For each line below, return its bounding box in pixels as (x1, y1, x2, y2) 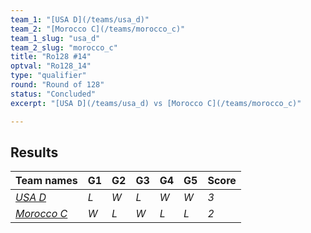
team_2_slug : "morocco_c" (10, 42, 118, 53)
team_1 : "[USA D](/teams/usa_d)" (10, 14, 150, 25)
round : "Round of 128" (10, 80, 105, 90)
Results (10, 144, 59, 161)
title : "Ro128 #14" (10, 52, 92, 62)
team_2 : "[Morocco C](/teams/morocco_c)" (10, 24, 186, 34)
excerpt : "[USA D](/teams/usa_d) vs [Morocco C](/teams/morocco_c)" (10, 98, 302, 108)
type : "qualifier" (10, 71, 87, 81)
